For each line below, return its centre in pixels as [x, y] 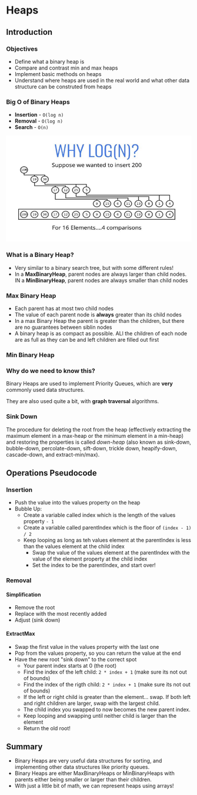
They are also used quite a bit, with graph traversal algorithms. [83, 401]
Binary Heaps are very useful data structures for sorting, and [88, 761]
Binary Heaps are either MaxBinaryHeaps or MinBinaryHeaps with [94, 773]
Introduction [29, 32]
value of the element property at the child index [90, 559]
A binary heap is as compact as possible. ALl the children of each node [101, 334]
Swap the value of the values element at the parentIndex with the [111, 553]
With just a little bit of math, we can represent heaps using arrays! [94, 786]
